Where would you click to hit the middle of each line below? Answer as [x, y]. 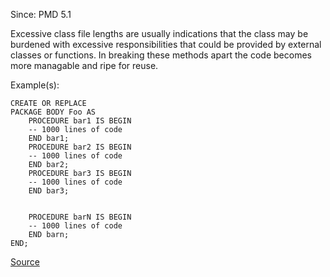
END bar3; [49, 191]
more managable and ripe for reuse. [84, 65]
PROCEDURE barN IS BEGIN [80, 217]
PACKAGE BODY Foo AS [53, 112]
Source [25, 262]
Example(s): [35, 85]
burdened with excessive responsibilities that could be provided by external [166, 44]
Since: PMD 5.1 [41, 14]
